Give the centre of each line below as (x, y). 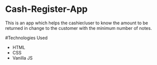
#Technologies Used (26, 38)
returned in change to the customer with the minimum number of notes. (78, 28)
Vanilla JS (22, 58)
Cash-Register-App (47, 9)
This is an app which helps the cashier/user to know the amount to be (77, 23)
